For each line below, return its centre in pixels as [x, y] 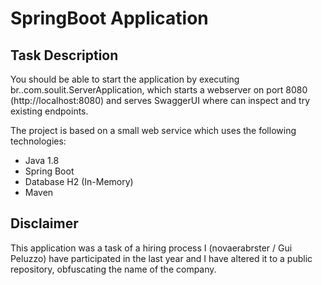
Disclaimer [44, 223]
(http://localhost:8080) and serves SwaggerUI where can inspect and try [160, 100]
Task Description [64, 55]
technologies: [38, 141]
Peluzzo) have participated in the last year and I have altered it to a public [161, 258]
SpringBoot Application [109, 18]
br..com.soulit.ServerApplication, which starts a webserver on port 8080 [159, 90]
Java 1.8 [42, 160]
